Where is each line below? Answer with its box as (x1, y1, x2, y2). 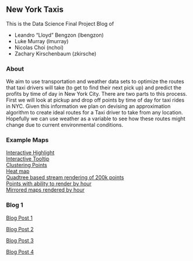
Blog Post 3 (6, 236, 34, 244)
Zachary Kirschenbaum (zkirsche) (14, 50, 97, 57)
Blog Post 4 (6, 248, 34, 255)
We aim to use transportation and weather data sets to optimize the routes (6, 78, 185, 85)
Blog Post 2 (6, 225, 34, 232)
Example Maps (6, 136, 49, 144)
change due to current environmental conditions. (6, 121, 124, 128)
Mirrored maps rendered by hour (6, 186, 85, 193)
